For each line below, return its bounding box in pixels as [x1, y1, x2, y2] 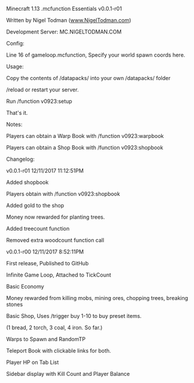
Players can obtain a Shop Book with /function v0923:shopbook [6, 144, 164, 151]
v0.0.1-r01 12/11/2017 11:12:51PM [6, 167, 84, 174]
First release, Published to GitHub [6, 260, 89, 266]
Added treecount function [6, 225, 70, 232]
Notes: [6, 121, 23, 128]
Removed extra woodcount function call [6, 237, 104, 244]
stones [6, 301, 23, 308]
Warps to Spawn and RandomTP [6, 336, 86, 342]
